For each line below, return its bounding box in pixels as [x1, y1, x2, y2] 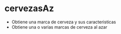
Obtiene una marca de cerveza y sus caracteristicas [11, 19, 116, 25]
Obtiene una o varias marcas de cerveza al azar [11, 24, 107, 30]
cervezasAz [4, 3, 54, 14]
